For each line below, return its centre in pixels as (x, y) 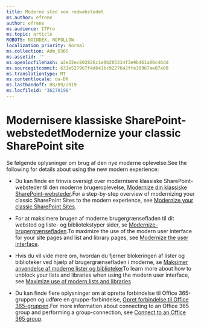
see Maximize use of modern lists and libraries (73, 281)
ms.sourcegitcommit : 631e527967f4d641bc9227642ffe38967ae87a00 (88, 68)
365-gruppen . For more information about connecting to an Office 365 (102, 306)
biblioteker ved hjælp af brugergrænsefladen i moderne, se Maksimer (101, 262)
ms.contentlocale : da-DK (37, 79)
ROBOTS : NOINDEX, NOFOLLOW (40, 40)
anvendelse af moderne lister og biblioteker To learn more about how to (103, 268)
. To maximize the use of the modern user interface (129, 231)
